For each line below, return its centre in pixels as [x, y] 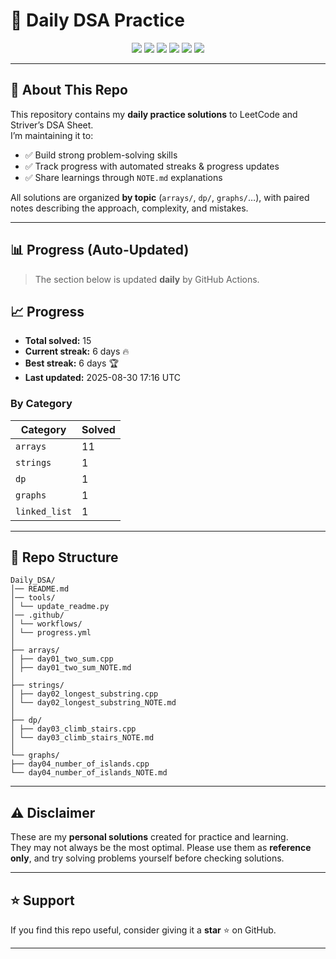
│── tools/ [33, 598]
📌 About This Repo [69, 90]
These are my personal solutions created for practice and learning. [149, 837]
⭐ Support [42, 900]
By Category [41, 404]
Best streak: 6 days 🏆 [71, 363]
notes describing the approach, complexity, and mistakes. [129, 208]
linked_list [44, 511]
